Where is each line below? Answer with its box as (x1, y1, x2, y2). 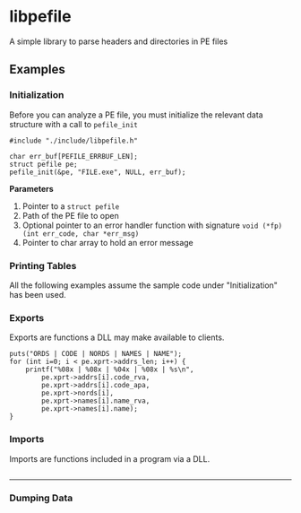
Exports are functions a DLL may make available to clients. (9, 332, 225, 343)
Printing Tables (9, 259, 77, 272)
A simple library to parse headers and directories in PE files (9, 36, 228, 47)
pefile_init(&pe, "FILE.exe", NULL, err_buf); (9, 168, 186, 177)
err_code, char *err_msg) (42, 229, 140, 239)
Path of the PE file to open (21, 210, 119, 221)
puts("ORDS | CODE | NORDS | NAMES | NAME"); (9, 350, 182, 359)
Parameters (9, 183, 54, 194)
